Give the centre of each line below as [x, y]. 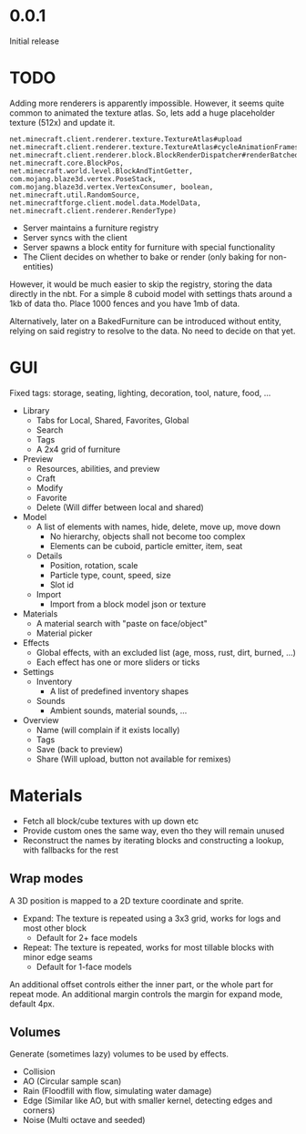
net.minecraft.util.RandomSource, [75, 195]
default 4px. [32, 1004]
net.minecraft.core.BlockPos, [67, 163]
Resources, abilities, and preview [98, 468]
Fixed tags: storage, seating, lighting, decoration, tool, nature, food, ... [140, 393]
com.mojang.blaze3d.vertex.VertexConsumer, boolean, [112, 187]
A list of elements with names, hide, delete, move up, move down [158, 526]
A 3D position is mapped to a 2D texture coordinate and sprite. [127, 900]
